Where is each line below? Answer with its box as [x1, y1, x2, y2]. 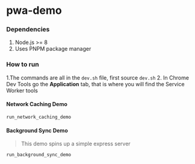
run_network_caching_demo [6, 114, 71, 120]
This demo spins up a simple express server [20, 140, 131, 148]
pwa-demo [6, 4, 62, 17]
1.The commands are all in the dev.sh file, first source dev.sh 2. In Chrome [6, 74, 190, 81]
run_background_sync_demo [6, 152, 71, 158]
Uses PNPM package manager [14, 45, 91, 52]
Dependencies [6, 25, 50, 34]
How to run [6, 60, 39, 69]
